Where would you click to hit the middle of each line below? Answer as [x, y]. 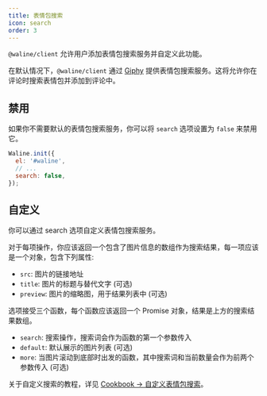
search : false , [41, 175]
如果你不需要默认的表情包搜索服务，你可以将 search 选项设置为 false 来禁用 [133, 129]
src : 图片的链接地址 [52, 274]
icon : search [30, 23]
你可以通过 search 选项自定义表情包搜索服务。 [84, 230]
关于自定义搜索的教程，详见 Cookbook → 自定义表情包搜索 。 [108, 384]
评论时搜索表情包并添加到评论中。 [64, 81]
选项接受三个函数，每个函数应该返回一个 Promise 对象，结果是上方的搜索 [128, 311]
